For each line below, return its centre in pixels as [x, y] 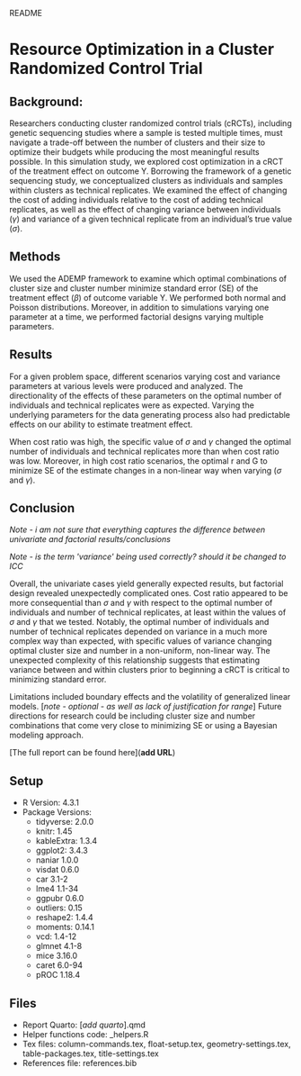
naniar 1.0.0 [57, 860]
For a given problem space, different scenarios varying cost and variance [145, 376]
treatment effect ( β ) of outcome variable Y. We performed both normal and [148, 297]
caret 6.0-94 [59, 965]
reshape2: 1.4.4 [64, 918]
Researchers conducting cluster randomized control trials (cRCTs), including [150, 123]
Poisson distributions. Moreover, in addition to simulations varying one [139, 307]
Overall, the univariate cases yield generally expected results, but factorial [146, 583]
